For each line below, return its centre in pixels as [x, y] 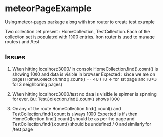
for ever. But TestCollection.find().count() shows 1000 [66, 99]
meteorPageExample [48, 9]
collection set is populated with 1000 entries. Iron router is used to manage [80, 37]
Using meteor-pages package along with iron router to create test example [80, 22]
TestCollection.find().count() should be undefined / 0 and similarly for [82, 124]
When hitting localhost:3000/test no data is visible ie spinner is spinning [84, 94]
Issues [15, 57]
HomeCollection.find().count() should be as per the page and [73, 119]
